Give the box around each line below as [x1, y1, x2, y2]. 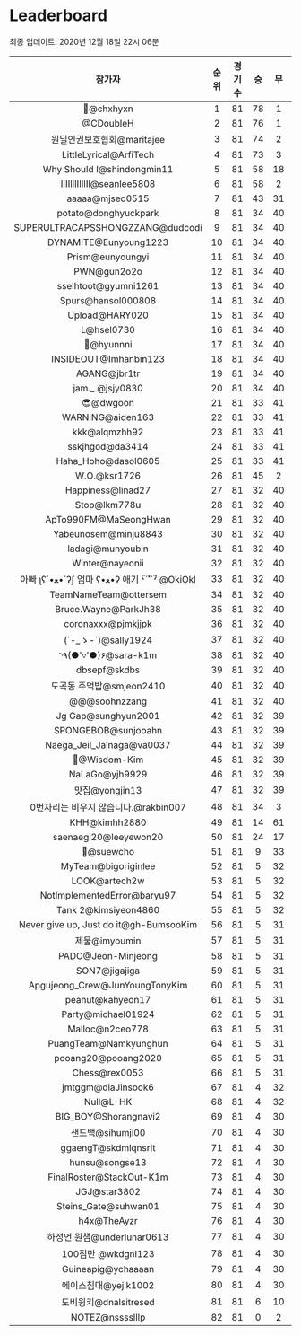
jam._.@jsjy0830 [73, 382, 143, 394]
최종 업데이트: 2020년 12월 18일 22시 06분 [9, 36, 159, 47]
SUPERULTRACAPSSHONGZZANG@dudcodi [13, 221, 203, 233]
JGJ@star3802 [75, 1185, 142, 1198]
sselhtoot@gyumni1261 [56, 279, 159, 292]
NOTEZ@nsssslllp [70, 1311, 146, 1323]
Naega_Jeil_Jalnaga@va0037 [45, 738, 172, 751]
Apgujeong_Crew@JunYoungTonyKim [28, 979, 188, 991]
